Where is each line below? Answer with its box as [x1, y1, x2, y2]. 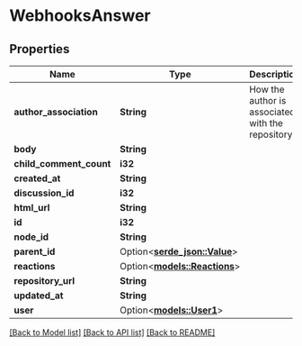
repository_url [13, 275, 75, 287]
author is [248, 95, 287, 106]
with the [248, 117, 283, 129]
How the [248, 83, 285, 96]
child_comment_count [13, 158, 111, 169]
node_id [13, 231, 49, 243]
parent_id [13, 245, 56, 258]
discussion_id [13, 187, 75, 199]
